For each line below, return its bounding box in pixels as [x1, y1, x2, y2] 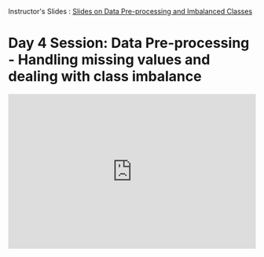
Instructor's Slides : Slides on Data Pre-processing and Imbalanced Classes [8, 7, 253, 16]
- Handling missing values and [8, 51, 211, 69]
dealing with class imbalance [8, 68, 202, 86]
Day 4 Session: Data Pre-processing [8, 35, 250, 52]
